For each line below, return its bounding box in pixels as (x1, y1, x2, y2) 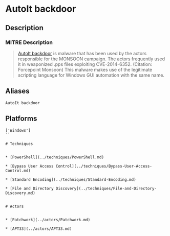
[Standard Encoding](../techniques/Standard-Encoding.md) (10, 177, 137, 182)
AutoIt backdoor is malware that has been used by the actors (17, 50, 147, 56)
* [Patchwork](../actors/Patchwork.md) (5, 217, 91, 222)
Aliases (5, 87, 30, 96)
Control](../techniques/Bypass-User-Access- (55, 163, 153, 169)
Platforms (5, 114, 37, 123)
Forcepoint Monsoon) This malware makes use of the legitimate (17, 66, 153, 73)
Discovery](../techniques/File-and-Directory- (55, 186, 157, 191)
